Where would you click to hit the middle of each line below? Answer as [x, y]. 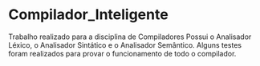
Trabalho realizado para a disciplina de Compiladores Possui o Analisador [130, 37]
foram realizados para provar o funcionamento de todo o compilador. [122, 53]
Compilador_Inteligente [88, 15]
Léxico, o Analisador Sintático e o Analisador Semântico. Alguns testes [125, 45]
